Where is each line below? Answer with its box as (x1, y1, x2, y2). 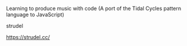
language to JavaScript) (6, 11, 65, 18)
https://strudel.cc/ (6, 34, 50, 40)
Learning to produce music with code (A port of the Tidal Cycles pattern (6, 5, 182, 12)
